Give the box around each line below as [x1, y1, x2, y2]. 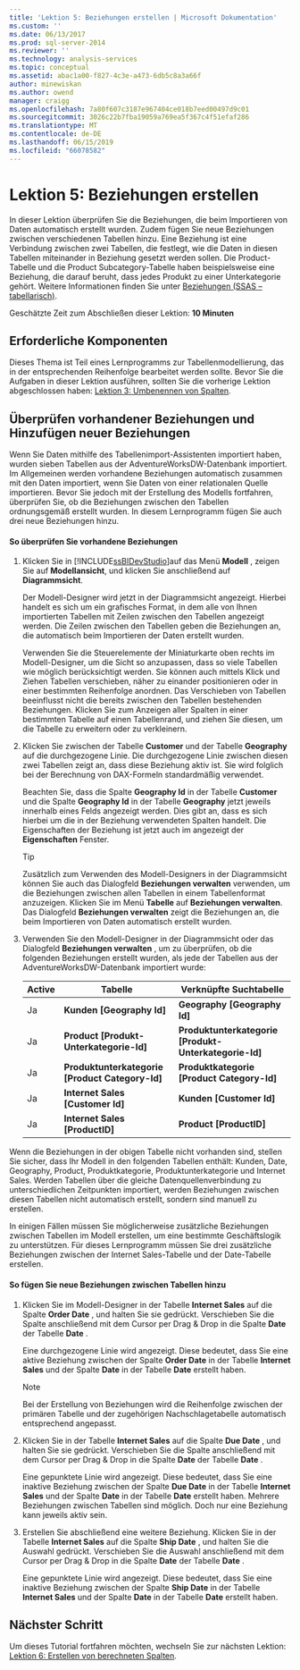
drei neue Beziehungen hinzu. [9, 516, 120, 527]
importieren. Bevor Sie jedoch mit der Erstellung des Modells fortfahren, [9, 487, 274, 498]
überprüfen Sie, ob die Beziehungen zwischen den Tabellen [9, 497, 229, 508]
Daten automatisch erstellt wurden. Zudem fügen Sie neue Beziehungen [9, 224, 275, 234]
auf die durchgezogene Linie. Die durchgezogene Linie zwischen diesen [21, 750, 288, 761]
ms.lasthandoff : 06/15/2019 [9, 138, 114, 147]
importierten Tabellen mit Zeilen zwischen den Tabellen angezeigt [21, 611, 265, 622]
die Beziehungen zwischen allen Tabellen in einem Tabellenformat [21, 888, 266, 898]
